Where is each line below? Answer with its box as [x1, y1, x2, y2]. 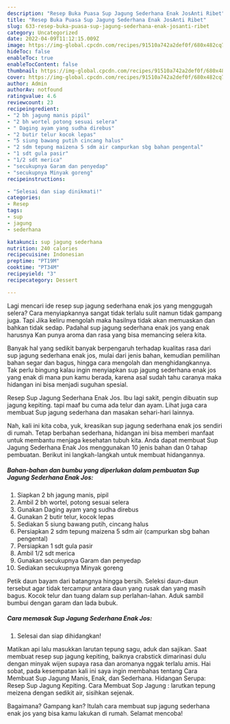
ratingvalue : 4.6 [7, 93, 57, 100]
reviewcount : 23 [7, 99, 53, 106]
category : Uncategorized [7, 29, 78, 36]
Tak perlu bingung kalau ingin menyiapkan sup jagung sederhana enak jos [7, 366, 217, 374]
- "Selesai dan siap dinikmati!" [7, 188, 103, 195]
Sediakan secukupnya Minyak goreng [16, 563, 123, 572]
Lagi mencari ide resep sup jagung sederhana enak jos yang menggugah [7, 301, 213, 310]
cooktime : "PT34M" [7, 264, 60, 271]
